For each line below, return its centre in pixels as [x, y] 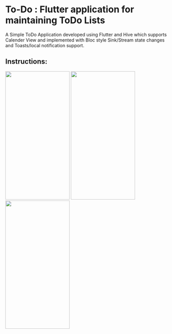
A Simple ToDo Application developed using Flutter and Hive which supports [86, 34]
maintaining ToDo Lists [55, 20]
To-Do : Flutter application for [70, 9]
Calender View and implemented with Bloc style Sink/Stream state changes [85, 40]
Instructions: [26, 62]
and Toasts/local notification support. [45, 45]
